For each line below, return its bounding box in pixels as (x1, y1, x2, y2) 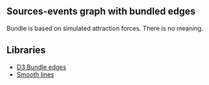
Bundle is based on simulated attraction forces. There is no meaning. (6, 24, 203, 32)
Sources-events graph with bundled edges (6, 6, 196, 17)
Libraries (6, 45, 46, 56)
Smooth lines (16, 70, 55, 79)
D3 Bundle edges (16, 63, 67, 71)
